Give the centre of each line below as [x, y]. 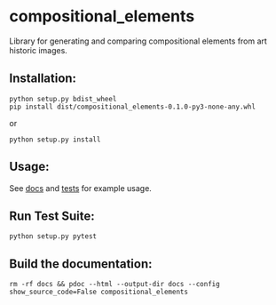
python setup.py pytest [53, 237]
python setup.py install [55, 140]
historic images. [39, 50]
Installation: [43, 79]
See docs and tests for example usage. [81, 188]
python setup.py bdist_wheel [63, 99]
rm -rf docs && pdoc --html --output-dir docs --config [114, 285]
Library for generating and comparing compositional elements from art [138, 41]
